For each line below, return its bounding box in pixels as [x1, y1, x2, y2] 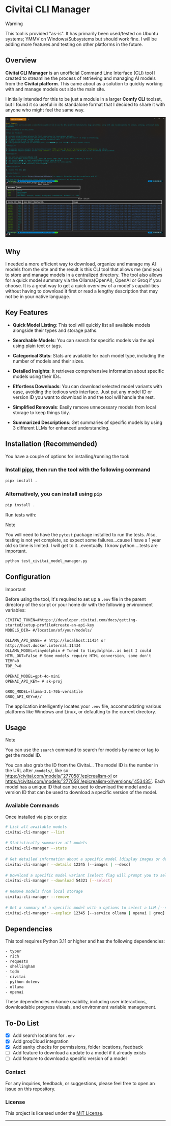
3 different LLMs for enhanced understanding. [12, 424, 110, 431]
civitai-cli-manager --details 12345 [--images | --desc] [5, 862, 131, 867]
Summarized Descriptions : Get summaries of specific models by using [12, 419, 163, 425]
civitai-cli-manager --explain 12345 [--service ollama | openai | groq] [5, 910, 165, 916]
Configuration [5, 573, 51, 581]
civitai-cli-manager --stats [5, 846, 67, 851]
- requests [5, 959, 28, 964]
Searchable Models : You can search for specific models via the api [12, 337, 154, 343]
